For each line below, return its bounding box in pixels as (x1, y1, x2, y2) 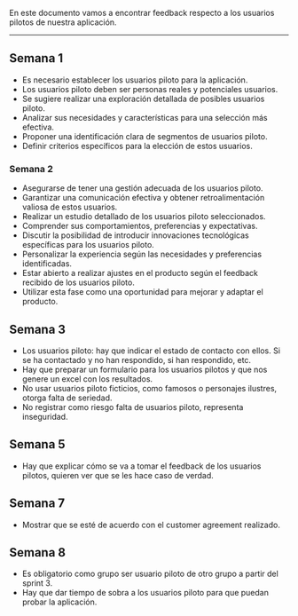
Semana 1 (9, 51, 64, 66)
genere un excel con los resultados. (21, 373, 153, 384)
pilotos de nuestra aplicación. (9, 17, 117, 28)
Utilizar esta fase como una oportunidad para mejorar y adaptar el (21, 287, 263, 297)
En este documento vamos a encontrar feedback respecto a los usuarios (9, 8, 275, 18)
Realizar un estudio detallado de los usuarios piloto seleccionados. (21, 211, 266, 222)
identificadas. (21, 258, 73, 269)
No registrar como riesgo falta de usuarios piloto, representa (21, 401, 244, 412)
